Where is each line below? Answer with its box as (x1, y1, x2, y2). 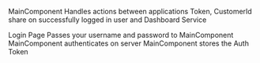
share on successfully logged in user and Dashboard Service (8, 15, 207, 24)
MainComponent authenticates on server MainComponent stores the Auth (8, 39, 249, 48)
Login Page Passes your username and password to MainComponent (8, 31, 234, 39)
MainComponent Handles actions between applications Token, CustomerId (8, 7, 253, 16)
